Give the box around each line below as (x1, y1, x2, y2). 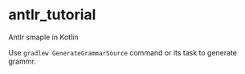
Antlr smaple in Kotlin (8, 32, 79, 42)
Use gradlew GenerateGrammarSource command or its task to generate (8, 47, 238, 57)
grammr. (8, 56, 36, 66)
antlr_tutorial (8, 6, 96, 24)
